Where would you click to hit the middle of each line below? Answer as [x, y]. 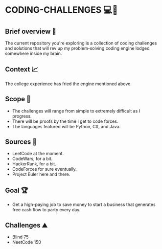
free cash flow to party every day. [46, 210]
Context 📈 [22, 69]
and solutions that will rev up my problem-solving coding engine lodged [77, 48]
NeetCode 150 [27, 242]
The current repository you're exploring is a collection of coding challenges [81, 43]
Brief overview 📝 [31, 31]
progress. [22, 116]
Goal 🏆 [17, 190]
